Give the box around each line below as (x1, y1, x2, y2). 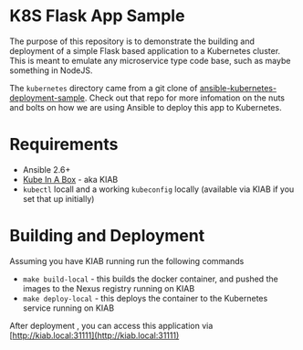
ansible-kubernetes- (199, 82, 277, 93)
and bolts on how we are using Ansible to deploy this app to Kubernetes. (9, 101, 282, 112)
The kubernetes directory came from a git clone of (9, 82, 198, 93)
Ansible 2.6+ (22, 164, 71, 175)
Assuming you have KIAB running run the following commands (9, 255, 245, 266)
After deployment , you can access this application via (9, 320, 214, 331)
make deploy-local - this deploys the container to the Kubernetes (22, 292, 268, 303)
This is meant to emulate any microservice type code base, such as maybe (9, 55, 291, 66)
